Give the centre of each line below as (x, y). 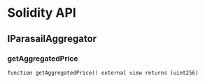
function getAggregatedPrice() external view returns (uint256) (103, 73)
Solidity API (42, 13)
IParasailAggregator (52, 39)
